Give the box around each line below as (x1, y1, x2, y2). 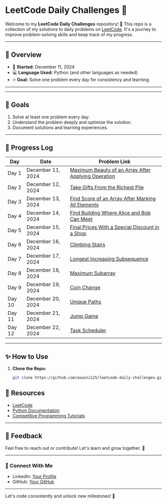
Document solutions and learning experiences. (12, 124, 108, 130)
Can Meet (70, 216, 93, 223)
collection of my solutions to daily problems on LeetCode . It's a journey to (5, 26, 157, 32)
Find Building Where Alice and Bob (70, 209, 151, 216)
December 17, (26, 252, 61, 259)
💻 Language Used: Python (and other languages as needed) (12, 69, 138, 75)
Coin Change (70, 284, 101, 291)
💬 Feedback (5, 432, 42, 440)
